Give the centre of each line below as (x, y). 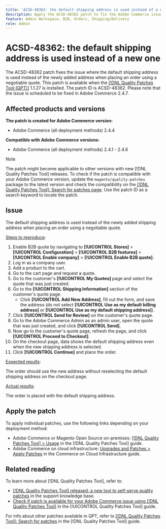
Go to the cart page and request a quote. (54, 273)
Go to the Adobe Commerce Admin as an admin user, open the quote (83, 320)
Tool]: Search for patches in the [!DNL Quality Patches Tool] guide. (73, 521)
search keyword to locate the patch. (42, 195)
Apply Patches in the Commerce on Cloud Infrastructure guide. (77, 454)
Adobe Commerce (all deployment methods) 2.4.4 (64, 130)
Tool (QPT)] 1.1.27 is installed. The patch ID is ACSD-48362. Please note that (83, 88)
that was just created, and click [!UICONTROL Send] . (67, 326)
